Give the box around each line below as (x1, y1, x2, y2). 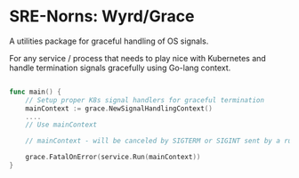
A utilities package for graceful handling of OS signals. (9, 36, 209, 46)
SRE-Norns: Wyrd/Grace (9, 6, 195, 27)
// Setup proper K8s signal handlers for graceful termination (25, 95, 265, 104)
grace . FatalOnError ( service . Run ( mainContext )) (25, 153, 201, 162)
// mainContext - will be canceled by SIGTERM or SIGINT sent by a (25, 136, 280, 146)
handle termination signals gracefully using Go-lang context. (9, 62, 231, 73)
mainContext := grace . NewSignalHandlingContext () (25, 104, 214, 113)
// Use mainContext (25, 120, 98, 130)
